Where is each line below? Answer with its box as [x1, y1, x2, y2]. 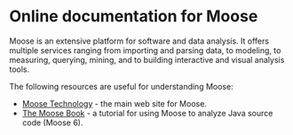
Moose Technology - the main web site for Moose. [21, 98, 207, 108]
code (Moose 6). [21, 117, 83, 128]
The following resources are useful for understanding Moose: [9, 81, 234, 91]
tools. [9, 64, 30, 75]
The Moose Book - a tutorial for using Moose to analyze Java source [21, 107, 273, 118]
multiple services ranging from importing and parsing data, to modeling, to [9, 44, 281, 55]
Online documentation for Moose [9, 6, 258, 27]
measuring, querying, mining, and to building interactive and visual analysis [9, 54, 285, 65]
